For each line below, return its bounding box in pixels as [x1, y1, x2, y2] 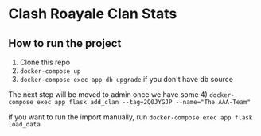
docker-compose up [19, 68, 81, 76]
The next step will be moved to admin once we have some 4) [8, 90, 208, 99]
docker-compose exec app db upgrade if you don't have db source [19, 75, 233, 84]
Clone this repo [19, 57, 70, 67]
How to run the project [8, 37, 122, 50]
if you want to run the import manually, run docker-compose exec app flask [8, 112, 253, 122]
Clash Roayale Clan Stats [8, 5, 177, 23]
